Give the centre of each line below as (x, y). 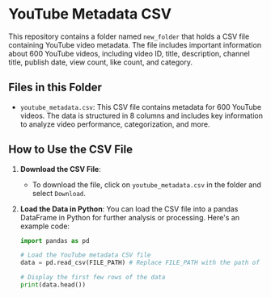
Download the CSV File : (60, 169)
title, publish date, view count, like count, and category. (100, 62)
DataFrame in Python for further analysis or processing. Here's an (130, 217)
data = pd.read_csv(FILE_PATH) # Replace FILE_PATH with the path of (140, 263)
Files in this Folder (55, 88)
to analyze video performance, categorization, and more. (115, 124)
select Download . (59, 193)
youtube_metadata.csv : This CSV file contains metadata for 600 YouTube (140, 107)
